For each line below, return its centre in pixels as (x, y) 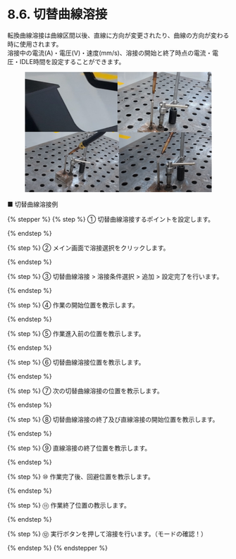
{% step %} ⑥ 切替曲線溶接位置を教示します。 (76, 363)
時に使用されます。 (35, 44)
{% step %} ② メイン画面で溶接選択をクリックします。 (88, 248)
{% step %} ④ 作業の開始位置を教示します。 (73, 305)
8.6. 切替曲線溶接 (57, 14)
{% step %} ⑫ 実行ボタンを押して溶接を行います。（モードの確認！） (107, 534)
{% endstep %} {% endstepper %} (57, 548)
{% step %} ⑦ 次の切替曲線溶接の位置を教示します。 (85, 391)
